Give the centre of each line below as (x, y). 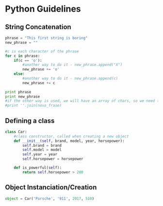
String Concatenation (38, 27)
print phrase (18, 92)
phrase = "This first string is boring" (47, 38)
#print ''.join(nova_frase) (33, 105)
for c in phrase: (23, 56)
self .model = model (42, 150)
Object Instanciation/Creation (51, 187)
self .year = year (40, 154)
